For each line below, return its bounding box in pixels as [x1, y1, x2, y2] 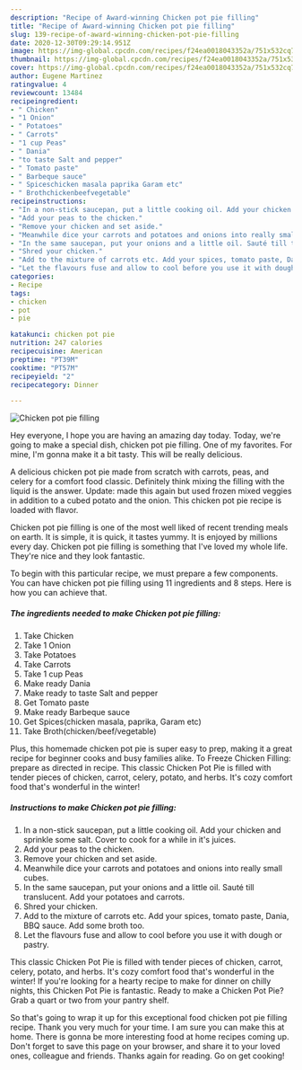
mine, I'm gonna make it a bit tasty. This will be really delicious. [10, 449, 243, 460]
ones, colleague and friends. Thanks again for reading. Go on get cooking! [10, 1050, 285, 1061]
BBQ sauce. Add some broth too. [22, 920, 145, 931]
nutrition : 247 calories [10, 339, 103, 348]
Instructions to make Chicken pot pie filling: [10, 801, 177, 813]
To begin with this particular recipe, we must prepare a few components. [10, 568, 279, 579]
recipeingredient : [10, 96, 79, 106]
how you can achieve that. [10, 588, 108, 598]
